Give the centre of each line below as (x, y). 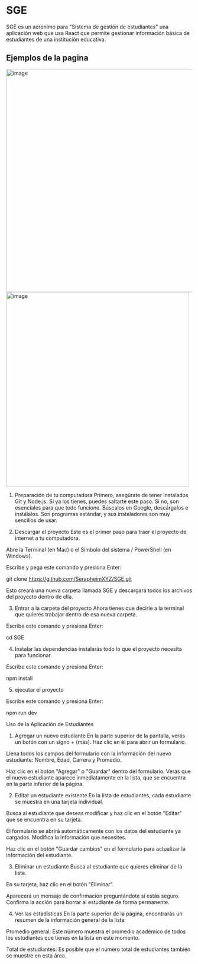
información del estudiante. (39, 855)
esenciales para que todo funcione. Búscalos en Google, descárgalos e (101, 507)
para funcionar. (33, 655)
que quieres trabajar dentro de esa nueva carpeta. (76, 614)
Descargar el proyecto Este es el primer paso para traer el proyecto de (100, 532)
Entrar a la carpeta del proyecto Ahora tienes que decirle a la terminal (99, 608)
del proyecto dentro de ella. (40, 596)
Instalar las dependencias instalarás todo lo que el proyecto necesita (98, 649)
